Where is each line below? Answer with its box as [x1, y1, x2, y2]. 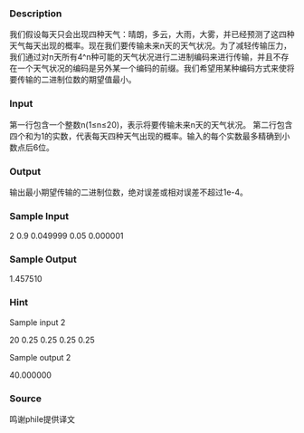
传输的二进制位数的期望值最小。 [16, 74, 137, 85]
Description [9, 7, 62, 20]
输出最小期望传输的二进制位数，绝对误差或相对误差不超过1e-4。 [9, 187, 249, 197]
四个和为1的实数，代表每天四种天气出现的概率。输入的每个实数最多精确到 [9, 130, 282, 141]
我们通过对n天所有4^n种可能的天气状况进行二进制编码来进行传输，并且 [9, 52, 273, 63]
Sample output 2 [9, 351, 71, 362]
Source [9, 392, 43, 405]
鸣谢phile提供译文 [9, 414, 75, 425]
